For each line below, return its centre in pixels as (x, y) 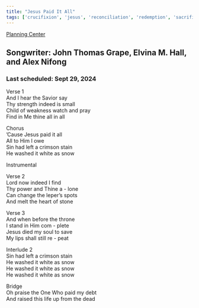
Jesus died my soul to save (39, 232)
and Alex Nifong (36, 62)
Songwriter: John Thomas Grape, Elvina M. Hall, (97, 52)
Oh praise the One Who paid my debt (52, 293)
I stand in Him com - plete (38, 226)
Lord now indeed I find (33, 183)
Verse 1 (15, 92)
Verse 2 (16, 177)
